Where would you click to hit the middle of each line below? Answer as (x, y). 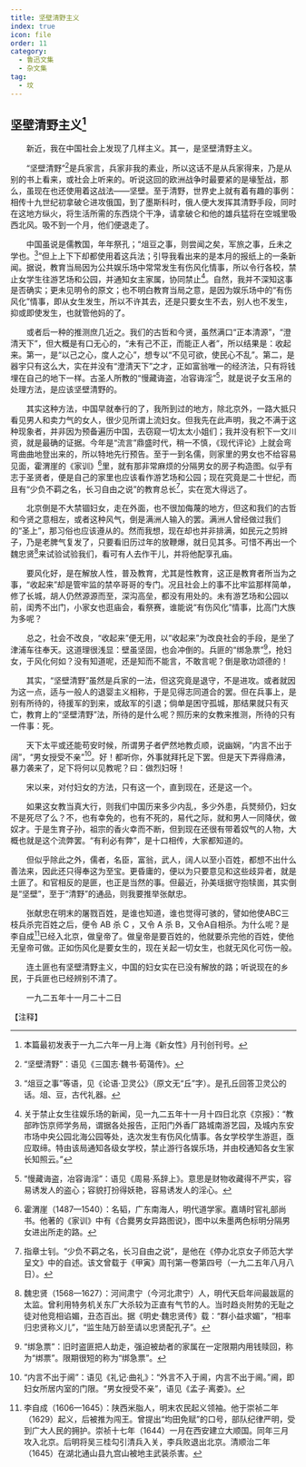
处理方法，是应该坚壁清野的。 (66, 389)
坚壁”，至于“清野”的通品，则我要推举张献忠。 (107, 894)
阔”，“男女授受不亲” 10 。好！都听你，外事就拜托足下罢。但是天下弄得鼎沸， (150, 756)
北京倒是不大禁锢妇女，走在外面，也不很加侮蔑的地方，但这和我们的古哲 (161, 508)
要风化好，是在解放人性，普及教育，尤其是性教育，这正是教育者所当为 (157, 574)
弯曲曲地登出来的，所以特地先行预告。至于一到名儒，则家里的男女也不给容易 (153, 454)
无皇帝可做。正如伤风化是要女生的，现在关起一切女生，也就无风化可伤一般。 (153, 948)
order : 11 (29, 43)
